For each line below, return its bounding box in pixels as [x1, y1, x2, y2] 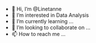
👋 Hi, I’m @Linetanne [11, 6, 62, 12]
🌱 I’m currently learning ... [11, 18, 74, 24]
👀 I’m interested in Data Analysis [11, 12, 89, 19]
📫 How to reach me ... [11, 31, 66, 37]
